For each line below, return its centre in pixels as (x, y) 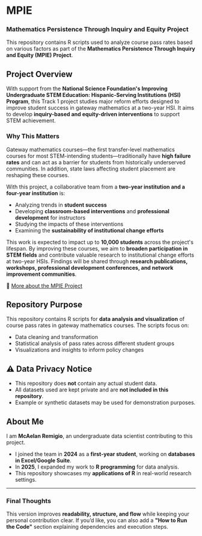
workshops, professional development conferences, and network (90, 267)
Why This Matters (33, 136)
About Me (25, 421)
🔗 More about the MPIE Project (44, 285)
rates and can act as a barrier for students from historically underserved (96, 162)
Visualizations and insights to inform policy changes (79, 350)
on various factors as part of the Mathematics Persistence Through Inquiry (101, 49)
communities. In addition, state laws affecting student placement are (91, 169)
